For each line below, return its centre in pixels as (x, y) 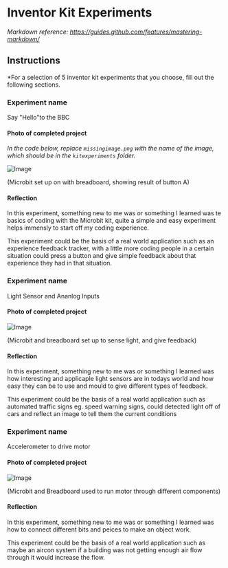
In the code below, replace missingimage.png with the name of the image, (111, 149)
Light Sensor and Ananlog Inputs (53, 296)
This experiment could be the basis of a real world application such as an (111, 241)
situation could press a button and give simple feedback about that (102, 256)
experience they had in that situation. (59, 263)
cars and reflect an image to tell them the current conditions (92, 414)
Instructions (34, 61)
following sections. (34, 85)
